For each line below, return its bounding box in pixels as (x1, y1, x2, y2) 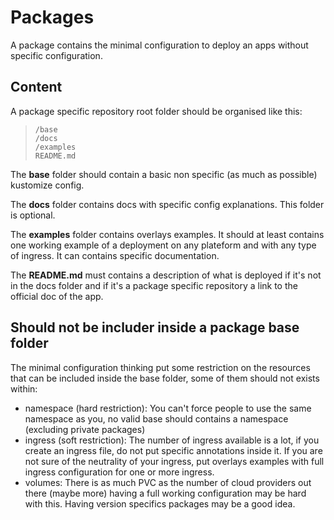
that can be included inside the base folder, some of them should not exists (10, 372, 320, 384)
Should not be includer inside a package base (10, 319, 300, 336)
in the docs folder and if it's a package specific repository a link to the (10, 279, 298, 291)
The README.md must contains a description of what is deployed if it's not (10, 269, 322, 281)
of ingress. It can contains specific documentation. (10, 249, 220, 261)
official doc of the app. (10, 290, 104, 302)
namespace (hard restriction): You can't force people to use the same (24, 402, 312, 414)
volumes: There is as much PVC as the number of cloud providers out (24, 476, 312, 488)
